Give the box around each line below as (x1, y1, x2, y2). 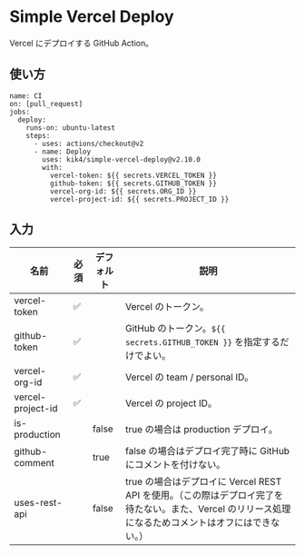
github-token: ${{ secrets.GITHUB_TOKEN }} (49, 179, 218, 188)
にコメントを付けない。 (125, 458, 226, 471)
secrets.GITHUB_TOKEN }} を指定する (125, 335, 280, 348)
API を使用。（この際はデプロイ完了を (125, 489, 284, 501)
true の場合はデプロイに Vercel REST (125, 475, 282, 488)
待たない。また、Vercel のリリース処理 (125, 502, 291, 515)
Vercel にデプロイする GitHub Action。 (9, 37, 154, 48)
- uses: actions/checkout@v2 (33, 139, 144, 148)
